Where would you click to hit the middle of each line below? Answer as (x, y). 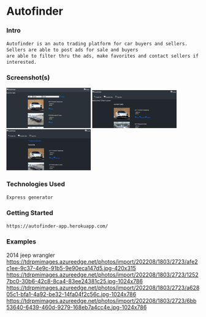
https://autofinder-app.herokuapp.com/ (57, 226)
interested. (21, 63)
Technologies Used (36, 184)
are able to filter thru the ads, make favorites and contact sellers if (103, 56)
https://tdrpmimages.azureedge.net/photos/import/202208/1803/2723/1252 (103, 275)
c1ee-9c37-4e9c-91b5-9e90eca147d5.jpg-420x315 (71, 268)
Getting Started (30, 213)
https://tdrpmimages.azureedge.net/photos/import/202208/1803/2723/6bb (101, 300)
